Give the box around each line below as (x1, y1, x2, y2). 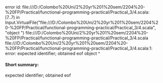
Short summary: (5, 62, 39, 67)
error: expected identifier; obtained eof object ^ (5, 50, 101, 56)
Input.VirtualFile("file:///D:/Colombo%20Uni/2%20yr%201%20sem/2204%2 (5, 19, 159, 25)
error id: (5, 4, 21, 10)
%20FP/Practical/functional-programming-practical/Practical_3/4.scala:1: (5, 46, 153, 51)
